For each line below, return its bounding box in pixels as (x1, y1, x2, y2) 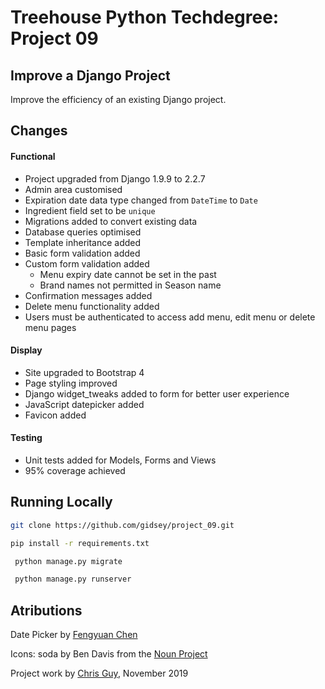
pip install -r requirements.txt (10, 538, 150, 548)
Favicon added (24, 409, 87, 421)
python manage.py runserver (14, 574, 132, 585)
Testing (10, 432, 43, 444)
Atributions (10, 602, 83, 619)
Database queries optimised (24, 226, 142, 238)
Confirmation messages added (24, 289, 153, 301)
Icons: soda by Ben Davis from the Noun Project (10, 648, 208, 660)
